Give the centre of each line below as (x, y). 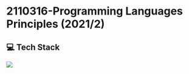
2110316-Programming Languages (95, 11)
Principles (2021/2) (56, 24)
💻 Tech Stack (33, 47)
